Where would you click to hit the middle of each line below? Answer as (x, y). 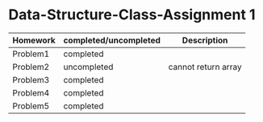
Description (205, 40)
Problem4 (31, 92)
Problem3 (31, 79)
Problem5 (31, 106)
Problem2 (31, 67)
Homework (34, 40)
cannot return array (205, 67)
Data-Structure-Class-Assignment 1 (132, 15)
